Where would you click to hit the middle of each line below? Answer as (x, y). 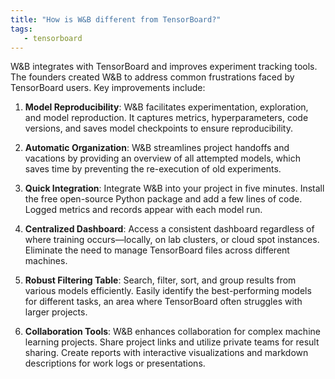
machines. (46, 261)
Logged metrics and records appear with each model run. (143, 210)
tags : (21, 29)
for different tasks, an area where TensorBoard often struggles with (163, 302)
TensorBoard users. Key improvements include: (108, 88)
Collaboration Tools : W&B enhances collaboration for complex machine (172, 332)
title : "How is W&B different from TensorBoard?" (116, 19)
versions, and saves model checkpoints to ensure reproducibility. (158, 128)
